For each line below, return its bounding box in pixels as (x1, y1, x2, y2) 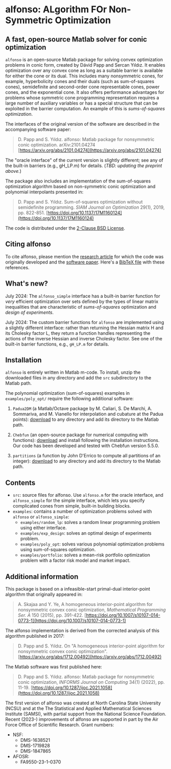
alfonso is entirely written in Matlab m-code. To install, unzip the (5, 369, 141, 375)
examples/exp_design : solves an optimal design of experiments (20, 530, 152, 536)
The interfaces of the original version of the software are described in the (5, 121, 160, 127)
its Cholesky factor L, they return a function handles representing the (5, 330, 151, 336)
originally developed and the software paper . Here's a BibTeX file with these (5, 259, 165, 265)
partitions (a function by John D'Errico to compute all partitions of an (12, 453, 161, 459)
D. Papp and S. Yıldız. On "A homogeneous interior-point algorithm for (17, 643, 165, 649)
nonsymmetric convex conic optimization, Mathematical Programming (17, 606, 166, 613)
